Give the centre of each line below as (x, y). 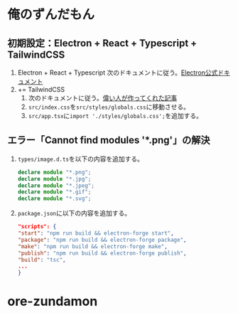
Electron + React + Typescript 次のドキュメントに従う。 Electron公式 (118, 73)
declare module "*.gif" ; (54, 192)
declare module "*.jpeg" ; (56, 186)
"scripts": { (37, 227)
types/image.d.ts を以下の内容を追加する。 (81, 159)
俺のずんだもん (51, 15)
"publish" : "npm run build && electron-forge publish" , (102, 253)
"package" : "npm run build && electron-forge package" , (102, 240)
